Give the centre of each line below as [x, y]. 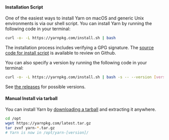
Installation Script [24, 7]
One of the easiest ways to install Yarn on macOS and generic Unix [75, 18]
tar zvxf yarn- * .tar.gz [30, 128]
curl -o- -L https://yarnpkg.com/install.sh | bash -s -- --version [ [81, 77]
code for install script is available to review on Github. [61, 53]
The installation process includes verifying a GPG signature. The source [80, 48]
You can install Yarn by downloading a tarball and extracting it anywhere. [81, 109]
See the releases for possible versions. [46, 87]
